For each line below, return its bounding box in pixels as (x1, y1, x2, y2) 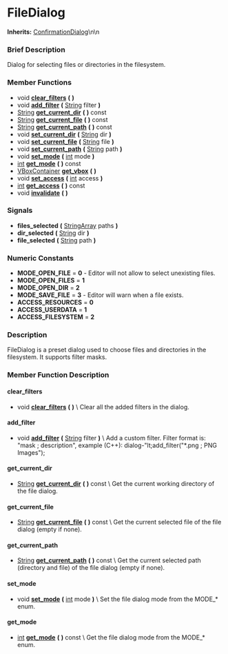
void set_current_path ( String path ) (17, 145, 123, 153)
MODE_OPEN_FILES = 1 (17, 276, 85, 285)
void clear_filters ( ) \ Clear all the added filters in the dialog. (17, 402, 189, 411)
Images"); (17, 448, 45, 456)
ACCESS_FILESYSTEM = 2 (17, 313, 95, 321)
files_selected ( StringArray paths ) (17, 221, 118, 229)
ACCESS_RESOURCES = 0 (17, 298, 94, 307)
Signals (7, 205, 33, 215)
